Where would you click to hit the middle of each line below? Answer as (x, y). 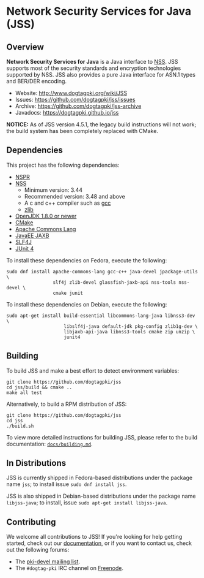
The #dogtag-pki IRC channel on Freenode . (69, 568)
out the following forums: (38, 550)
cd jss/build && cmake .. (39, 387)
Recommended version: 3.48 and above (75, 196)
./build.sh (20, 426)
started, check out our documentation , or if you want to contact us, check (99, 543)
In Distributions (36, 463)
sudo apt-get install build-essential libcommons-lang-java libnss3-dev (101, 316)
